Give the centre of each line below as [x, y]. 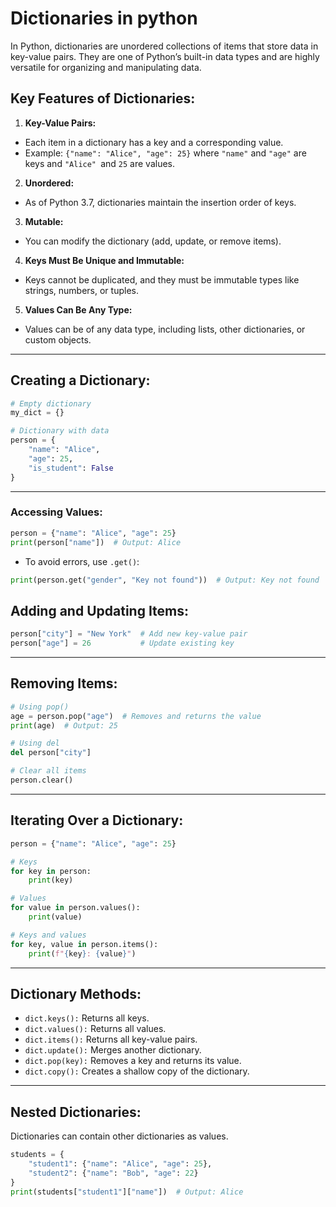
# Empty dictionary [51, 403]
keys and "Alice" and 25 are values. [100, 163]
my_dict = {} [37, 413]
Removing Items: [64, 683]
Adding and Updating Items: [100, 610]
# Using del [35, 743]
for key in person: [51, 871]
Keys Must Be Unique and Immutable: [104, 260]
